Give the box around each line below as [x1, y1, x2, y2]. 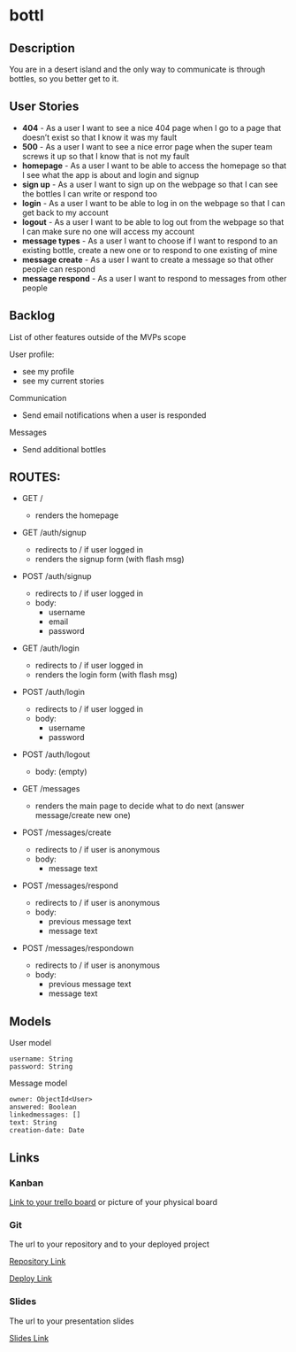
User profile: [9, 349, 55, 359]
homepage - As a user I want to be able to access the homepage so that [21, 160, 287, 171]
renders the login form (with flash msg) [34, 669, 178, 680]
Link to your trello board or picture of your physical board [9, 1196, 218, 1207]
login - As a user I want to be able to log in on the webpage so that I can [21, 197, 285, 208]
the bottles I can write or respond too [21, 188, 157, 199]
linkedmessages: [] [9, 1110, 81, 1120]
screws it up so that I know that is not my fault [21, 151, 190, 161]
